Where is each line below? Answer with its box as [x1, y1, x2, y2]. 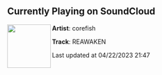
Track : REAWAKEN [51, 37, 106, 46]
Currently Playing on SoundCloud [7, 6, 156, 17]
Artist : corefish [51, 24, 96, 32]
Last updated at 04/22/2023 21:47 [51, 51, 151, 59]
